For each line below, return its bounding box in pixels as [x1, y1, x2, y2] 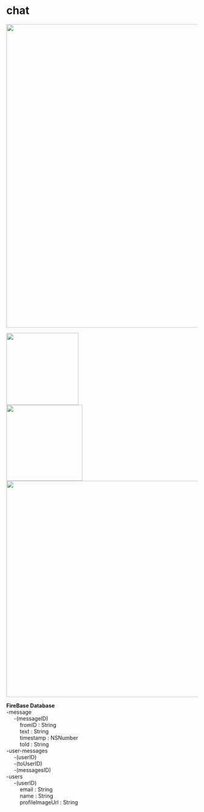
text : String [19, 728, 49, 735]
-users [6, 773, 23, 780]
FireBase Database [6, 702, 55, 709]
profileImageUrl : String [19, 799, 78, 806]
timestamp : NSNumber [19, 734, 79, 741]
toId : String [19, 740, 49, 748]
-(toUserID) [13, 760, 42, 767]
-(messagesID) [13, 766, 52, 774]
